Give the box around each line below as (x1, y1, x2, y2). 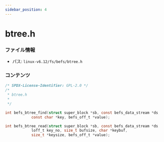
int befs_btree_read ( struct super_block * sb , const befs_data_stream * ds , (5, 123, 161, 128)
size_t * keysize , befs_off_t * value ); (31, 133, 110, 138)
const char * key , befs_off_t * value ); (31, 115, 110, 120)
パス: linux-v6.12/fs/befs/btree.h (12, 59, 83, 64)
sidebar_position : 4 (5, 7, 47, 12)
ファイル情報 (5, 46, 36, 53)
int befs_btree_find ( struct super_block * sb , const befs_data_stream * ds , (5, 110, 161, 115)
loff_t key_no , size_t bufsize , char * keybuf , (31, 128, 128, 133)
